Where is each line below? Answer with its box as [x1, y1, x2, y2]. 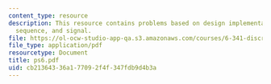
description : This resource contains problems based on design [8, 19, 226, 27]
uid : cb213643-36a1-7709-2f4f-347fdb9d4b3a [8, 64, 157, 72]
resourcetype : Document [8, 49, 89, 57]
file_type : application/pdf [8, 42, 103, 50]
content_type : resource [8, 11, 89, 20]
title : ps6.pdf [8, 57, 60, 65]
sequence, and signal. [15, 26, 92, 34]
